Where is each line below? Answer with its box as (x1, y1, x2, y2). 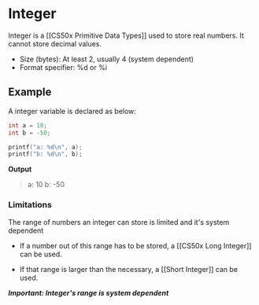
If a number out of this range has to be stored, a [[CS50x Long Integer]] (19, 241, 252, 250)
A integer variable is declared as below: (8, 106, 136, 116)
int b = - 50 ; (8, 129, 51, 137)
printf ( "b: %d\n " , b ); (8, 150, 83, 158)
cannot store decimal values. (8, 39, 102, 48)
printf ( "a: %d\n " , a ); (8, 143, 83, 151)
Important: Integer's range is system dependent (8, 288, 169, 297)
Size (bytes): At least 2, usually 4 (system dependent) (19, 54, 194, 64)
